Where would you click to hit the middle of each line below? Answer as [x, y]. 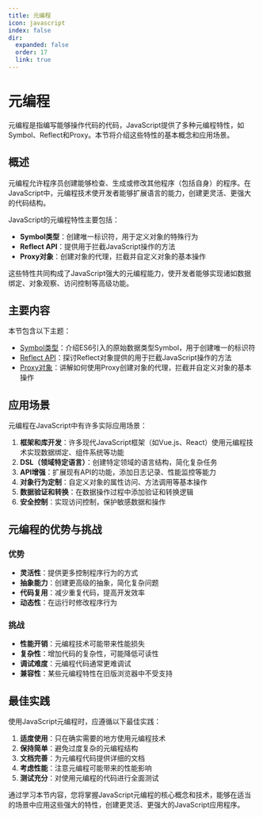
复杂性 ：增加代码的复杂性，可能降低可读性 [89, 654]
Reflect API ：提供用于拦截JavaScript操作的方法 [97, 246]
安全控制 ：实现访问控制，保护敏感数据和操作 [93, 502]
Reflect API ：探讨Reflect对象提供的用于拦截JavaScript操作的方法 [126, 358]
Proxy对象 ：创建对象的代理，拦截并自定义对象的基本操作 [113, 256]
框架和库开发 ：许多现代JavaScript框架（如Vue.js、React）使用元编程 [133, 443]
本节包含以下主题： [40, 331]
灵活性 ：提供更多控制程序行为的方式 [79, 573]
